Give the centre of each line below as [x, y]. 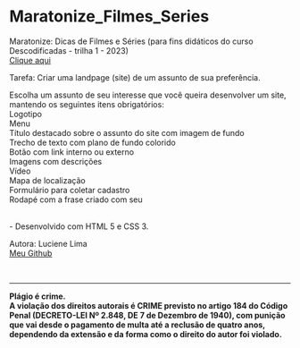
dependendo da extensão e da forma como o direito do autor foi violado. [146, 334]
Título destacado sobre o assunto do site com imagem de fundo [127, 132]
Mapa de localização [48, 180]
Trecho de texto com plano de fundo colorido [92, 142]
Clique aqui [30, 60]
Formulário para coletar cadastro [70, 190]
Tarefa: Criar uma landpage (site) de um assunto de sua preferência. [135, 77]
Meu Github [31, 253]
